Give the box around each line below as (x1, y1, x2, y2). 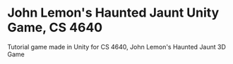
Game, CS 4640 (7, 19, 103, 35)
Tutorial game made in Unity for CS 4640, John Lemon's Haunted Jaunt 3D (7, 42, 226, 51)
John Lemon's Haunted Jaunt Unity (7, 5, 220, 21)
